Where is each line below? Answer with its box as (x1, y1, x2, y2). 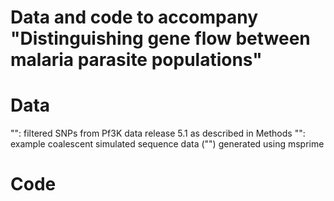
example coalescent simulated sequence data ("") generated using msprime (10, 138, 325, 150)
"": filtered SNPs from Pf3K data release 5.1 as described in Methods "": (10, 127, 306, 140)
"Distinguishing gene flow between (10, 27, 311, 50)
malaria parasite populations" (10, 49, 263, 71)
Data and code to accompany (10, 6, 259, 29)
